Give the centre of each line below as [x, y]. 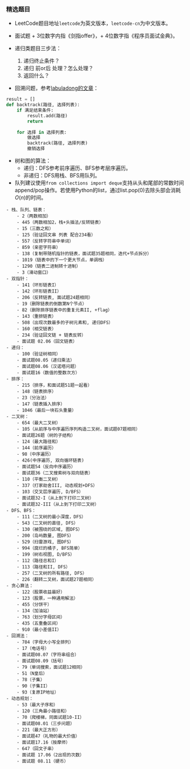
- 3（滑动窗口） [34, 272]
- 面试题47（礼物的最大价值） [48, 736]
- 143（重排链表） [36, 317]
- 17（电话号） [33, 649]
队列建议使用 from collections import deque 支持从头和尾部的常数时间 [99, 183]
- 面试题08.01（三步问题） [46, 724]
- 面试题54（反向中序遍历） [46, 467]
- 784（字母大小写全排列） [45, 642]
